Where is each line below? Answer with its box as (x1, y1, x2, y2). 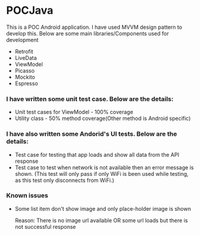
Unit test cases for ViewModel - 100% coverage (14, 109, 134, 116)
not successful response (14, 223, 76, 230)
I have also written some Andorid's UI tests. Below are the (6, 130, 177, 138)
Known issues (6, 192, 49, 200)
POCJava (6, 4, 54, 17)
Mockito (14, 73, 35, 80)
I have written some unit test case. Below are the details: (6, 94, 174, 103)
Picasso (14, 67, 35, 74)
